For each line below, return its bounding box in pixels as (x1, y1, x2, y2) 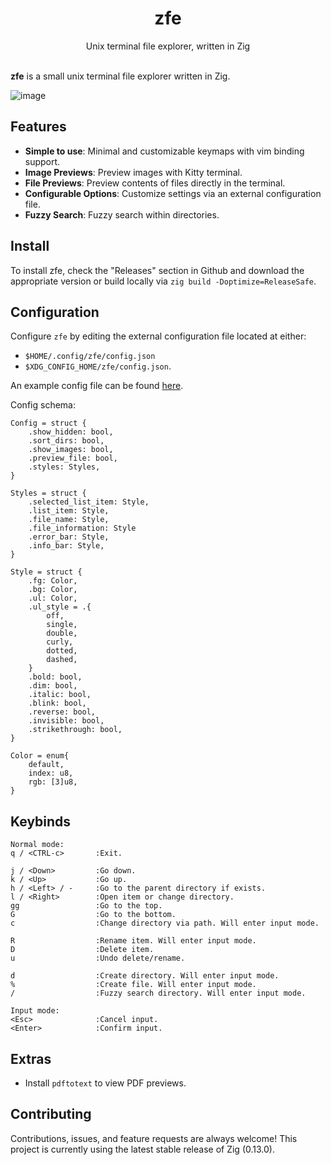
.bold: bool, (28, 672, 83, 682)
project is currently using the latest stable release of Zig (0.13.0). (10, 1143, 275, 1155)
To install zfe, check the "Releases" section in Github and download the (10, 264, 305, 276)
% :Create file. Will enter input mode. (10, 980, 257, 990)
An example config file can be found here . (10, 380, 184, 392)
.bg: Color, (28, 585, 78, 595)
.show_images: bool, (28, 445, 114, 455)
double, (46, 628, 78, 639)
